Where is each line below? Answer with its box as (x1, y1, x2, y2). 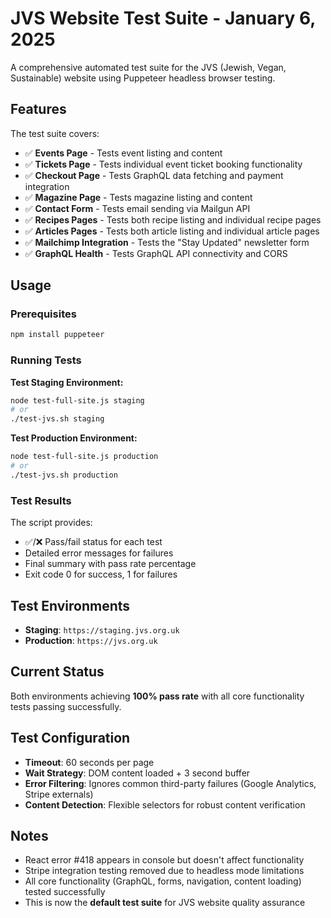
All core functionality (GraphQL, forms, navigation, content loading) (24, 875, 302, 887)
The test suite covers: (10, 127, 100, 139)
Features (10, 101, 67, 118)
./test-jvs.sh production (10, 470, 118, 480)
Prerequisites (10, 307, 77, 321)
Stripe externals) (24, 788, 94, 800)
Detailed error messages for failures (24, 547, 174, 559)
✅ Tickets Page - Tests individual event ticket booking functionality (24, 158, 303, 170)
